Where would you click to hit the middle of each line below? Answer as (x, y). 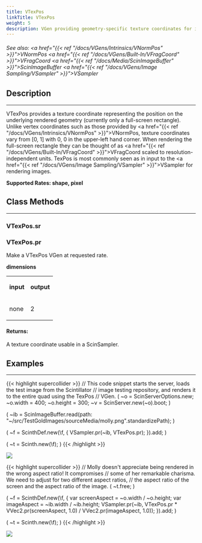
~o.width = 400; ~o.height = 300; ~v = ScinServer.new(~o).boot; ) (89, 402)
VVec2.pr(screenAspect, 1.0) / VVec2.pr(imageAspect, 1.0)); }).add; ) (91, 510)
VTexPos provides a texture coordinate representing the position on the (95, 113)
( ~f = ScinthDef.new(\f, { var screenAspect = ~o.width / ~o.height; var (94, 498)
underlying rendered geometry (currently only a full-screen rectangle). (94, 120)
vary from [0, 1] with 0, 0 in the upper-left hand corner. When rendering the (99, 139)
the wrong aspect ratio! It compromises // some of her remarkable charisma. (101, 473)
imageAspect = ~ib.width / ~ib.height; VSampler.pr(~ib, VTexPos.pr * (92, 504)
